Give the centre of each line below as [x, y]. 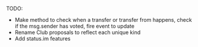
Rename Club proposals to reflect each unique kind [78, 32]
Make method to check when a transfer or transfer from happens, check [103, 20]
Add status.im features [43, 38]
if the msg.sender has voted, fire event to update [75, 26]
